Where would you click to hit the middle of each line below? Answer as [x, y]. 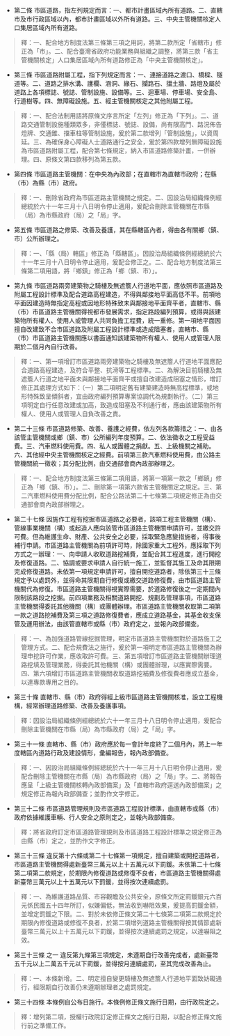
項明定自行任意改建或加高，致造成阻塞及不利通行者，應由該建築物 [115, 405]
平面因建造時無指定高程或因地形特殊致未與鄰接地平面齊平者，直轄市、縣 [117, 303]
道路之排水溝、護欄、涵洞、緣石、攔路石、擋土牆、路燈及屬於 [132, 83]
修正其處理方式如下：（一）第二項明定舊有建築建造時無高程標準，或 [117, 388]
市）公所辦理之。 [38, 238]
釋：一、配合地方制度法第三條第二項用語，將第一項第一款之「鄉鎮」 [118, 478]
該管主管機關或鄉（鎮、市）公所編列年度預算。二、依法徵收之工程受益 [114, 437]
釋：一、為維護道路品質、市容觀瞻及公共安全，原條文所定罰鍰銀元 [115, 897]
